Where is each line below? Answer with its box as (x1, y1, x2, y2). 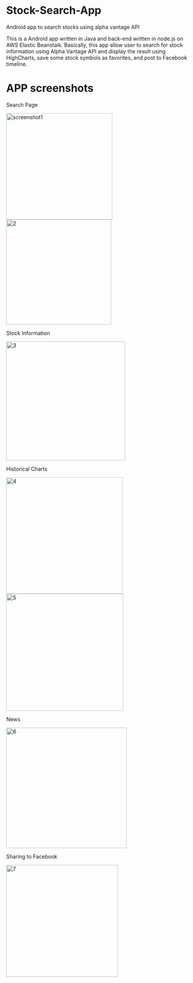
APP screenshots (6, 81, 94, 95)
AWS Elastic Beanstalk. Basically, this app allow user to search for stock (6, 41, 183, 48)
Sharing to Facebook (6, 852, 58, 860)
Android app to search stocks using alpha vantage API (6, 23, 140, 31)
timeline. (6, 60, 27, 68)
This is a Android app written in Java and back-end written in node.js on (6, 35, 183, 42)
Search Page (6, 101, 38, 108)
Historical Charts (6, 465, 48, 472)
